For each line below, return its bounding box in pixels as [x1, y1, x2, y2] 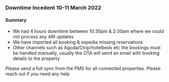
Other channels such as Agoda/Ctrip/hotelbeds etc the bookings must [12, 45, 161, 51]
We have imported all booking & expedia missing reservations [12, 39, 143, 45]
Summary [5, 17, 27, 23]
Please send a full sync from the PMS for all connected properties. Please [5, 66, 161, 72]
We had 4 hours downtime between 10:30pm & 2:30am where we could [12, 28, 164, 34]
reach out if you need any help [5, 71, 70, 77]
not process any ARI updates [12, 34, 74, 40]
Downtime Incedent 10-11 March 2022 [5, 4, 101, 11]
